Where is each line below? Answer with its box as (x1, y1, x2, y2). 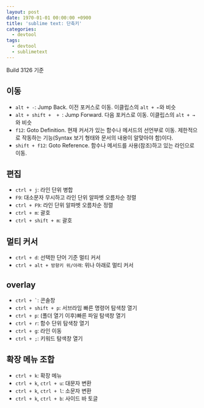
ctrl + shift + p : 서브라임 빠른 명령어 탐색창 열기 (15, 304, 137, 311)
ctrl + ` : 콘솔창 (15, 297, 56, 303)
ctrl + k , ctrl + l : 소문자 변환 (15, 387, 92, 395)
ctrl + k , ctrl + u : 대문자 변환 (15, 379, 92, 387)
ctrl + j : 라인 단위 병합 (15, 186, 73, 193)
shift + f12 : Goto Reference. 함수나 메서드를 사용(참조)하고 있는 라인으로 (15, 141, 195, 149)
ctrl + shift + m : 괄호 (15, 217, 73, 224)
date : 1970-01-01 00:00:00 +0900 (6, 15, 92, 21)
